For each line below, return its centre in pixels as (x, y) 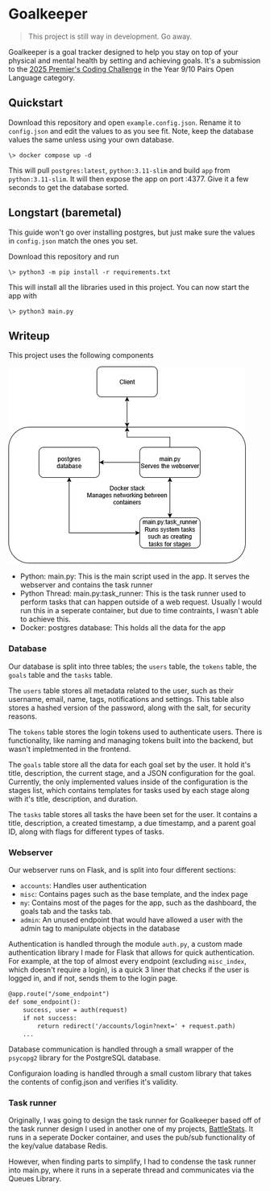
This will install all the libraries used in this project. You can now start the (129, 287)
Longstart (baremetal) (65, 213)
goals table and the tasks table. (60, 674)
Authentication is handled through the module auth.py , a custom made (126, 944)
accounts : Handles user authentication (83, 885)
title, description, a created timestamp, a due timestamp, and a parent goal (132, 823)
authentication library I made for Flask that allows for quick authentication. (132, 952)
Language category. (42, 77)
